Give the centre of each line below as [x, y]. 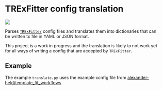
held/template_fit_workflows [33, 82]
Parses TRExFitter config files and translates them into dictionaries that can [81, 31]
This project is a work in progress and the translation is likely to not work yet [81, 45]
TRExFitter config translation [64, 9]
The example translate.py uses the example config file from [66, 77]
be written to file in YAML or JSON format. [47, 36]
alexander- [138, 77]
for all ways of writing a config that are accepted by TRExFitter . [69, 51]
